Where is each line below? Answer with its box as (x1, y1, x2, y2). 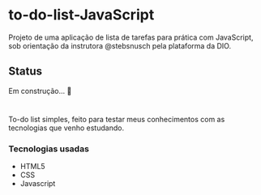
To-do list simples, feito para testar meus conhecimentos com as (8, 114, 225, 124)
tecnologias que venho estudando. (8, 123, 124, 133)
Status (8, 65, 43, 78)
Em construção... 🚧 (8, 86, 72, 95)
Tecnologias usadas (8, 143, 89, 155)
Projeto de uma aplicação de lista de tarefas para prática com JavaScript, (8, 32, 254, 42)
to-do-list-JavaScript (8, 6, 155, 24)
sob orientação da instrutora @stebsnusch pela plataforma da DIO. (8, 40, 232, 50)
